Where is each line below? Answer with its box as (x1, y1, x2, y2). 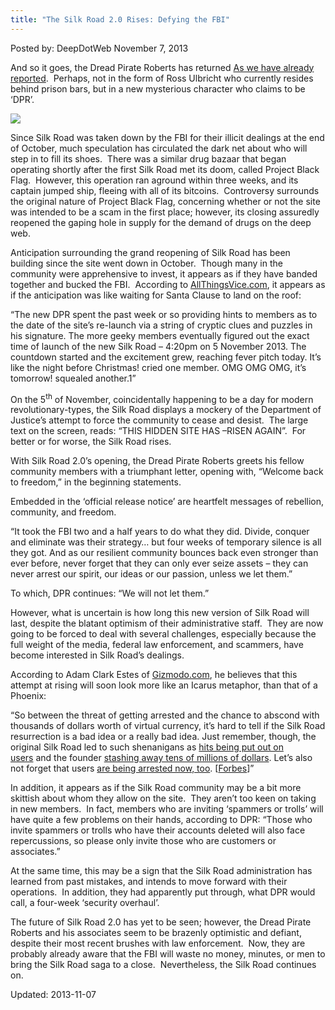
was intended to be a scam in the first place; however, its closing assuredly (10, 206, 320, 218)
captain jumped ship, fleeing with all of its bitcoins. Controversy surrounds (10, 184, 320, 196)
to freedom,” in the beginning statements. (10, 476, 182, 488)
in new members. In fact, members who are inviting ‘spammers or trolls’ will (10, 803, 324, 815)
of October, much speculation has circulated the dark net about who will (10, 142, 308, 154)
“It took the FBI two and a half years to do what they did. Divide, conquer (10, 526, 310, 538)
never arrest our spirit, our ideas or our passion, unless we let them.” (10, 568, 293, 580)
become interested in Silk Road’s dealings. (10, 649, 185, 661)
